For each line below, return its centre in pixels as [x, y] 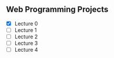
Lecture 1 [25, 30]
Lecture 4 [26, 50]
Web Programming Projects [57, 10]
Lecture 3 [26, 43]
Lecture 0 [26, 23]
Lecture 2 [26, 37]
